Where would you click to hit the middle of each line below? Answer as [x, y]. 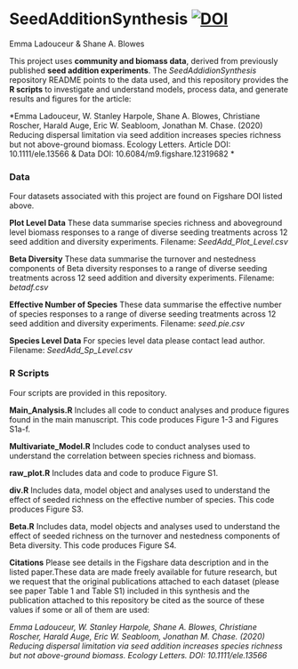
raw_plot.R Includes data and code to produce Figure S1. [114, 472]
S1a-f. [20, 429]
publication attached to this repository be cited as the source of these [137, 600]
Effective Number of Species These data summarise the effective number [145, 305]
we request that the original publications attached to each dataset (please [145, 581]
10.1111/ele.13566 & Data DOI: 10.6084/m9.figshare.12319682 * [122, 153]
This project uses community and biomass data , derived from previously [144, 60]
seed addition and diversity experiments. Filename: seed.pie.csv [127, 324]
